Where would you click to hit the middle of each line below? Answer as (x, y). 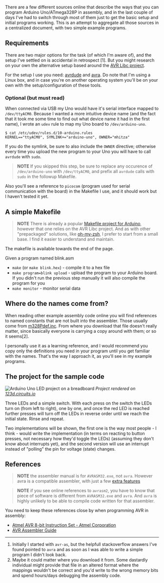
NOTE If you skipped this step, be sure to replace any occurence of (85, 166)
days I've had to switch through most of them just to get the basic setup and (82, 17)
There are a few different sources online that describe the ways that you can (82, 7)
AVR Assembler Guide (34, 530)
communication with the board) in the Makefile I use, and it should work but (81, 191)
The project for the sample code (55, 377)
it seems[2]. (17, 336)
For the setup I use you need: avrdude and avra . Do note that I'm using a (78, 75)
